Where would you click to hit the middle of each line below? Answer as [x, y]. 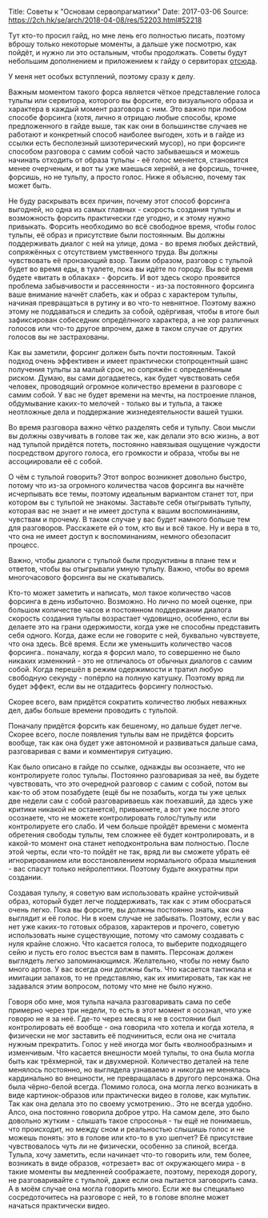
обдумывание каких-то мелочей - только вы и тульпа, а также [115, 403]
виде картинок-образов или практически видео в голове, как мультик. [130, 1095]
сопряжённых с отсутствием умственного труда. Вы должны [113, 252]
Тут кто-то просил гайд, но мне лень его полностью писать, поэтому [127, 36]
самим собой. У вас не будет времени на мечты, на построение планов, [133, 395]
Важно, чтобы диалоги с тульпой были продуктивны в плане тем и [122, 560]
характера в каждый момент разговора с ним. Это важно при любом [127, 109]
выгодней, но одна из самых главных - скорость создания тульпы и [125, 210]
